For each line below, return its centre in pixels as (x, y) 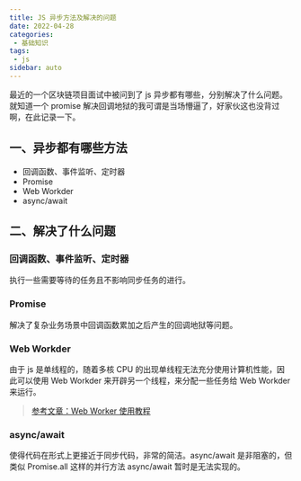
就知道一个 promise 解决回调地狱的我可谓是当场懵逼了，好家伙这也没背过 (145, 105)
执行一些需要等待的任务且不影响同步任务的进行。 (100, 281)
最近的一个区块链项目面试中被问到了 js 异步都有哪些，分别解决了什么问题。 (148, 94)
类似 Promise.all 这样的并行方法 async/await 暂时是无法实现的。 (127, 467)
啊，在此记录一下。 (45, 117)
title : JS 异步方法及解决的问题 (63, 18)
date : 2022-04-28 (42, 26)
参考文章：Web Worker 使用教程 (91, 411)
